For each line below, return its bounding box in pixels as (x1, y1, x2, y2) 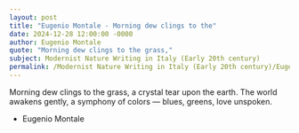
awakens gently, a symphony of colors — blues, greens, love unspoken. (9, 96, 273, 106)
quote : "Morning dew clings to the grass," (9, 46, 174, 55)
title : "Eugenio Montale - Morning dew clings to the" (9, 21, 217, 30)
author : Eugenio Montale (9, 37, 101, 47)
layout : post (9, 12, 58, 22)
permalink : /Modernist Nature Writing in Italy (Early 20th (9, 63, 238, 72)
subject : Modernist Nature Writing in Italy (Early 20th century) (9, 54, 261, 63)
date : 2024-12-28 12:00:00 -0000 (9, 29, 133, 38)
